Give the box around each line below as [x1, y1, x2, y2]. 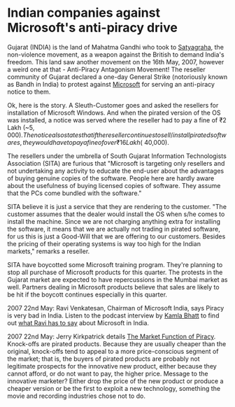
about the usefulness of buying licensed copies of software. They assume [7, 181, 221, 190]
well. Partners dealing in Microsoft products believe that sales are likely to [7, 283, 220, 291]
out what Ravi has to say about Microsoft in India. [7, 318, 149, 327]
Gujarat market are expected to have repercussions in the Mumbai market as [7, 275, 228, 284]
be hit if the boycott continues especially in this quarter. [7, 290, 168, 299]
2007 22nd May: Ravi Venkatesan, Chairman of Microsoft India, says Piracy [7, 304, 225, 312]
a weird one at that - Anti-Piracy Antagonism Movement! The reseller [7, 65, 206, 73]
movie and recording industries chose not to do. [7, 392, 145, 400]
